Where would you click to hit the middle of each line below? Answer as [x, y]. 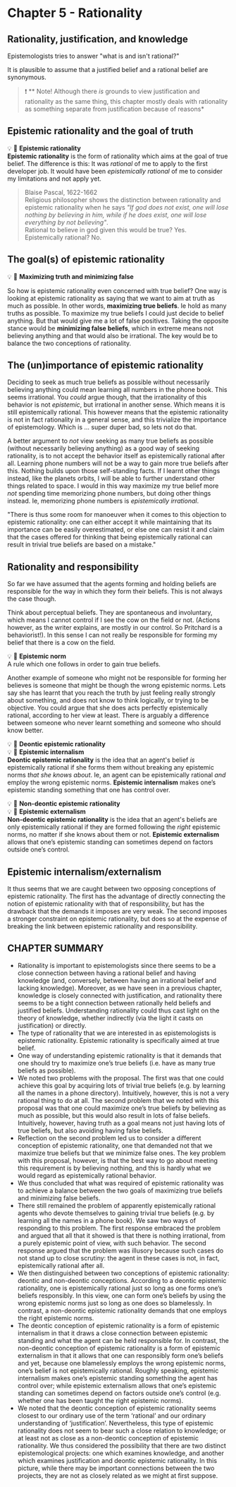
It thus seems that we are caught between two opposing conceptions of [112, 889]
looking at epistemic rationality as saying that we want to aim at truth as [111, 298]
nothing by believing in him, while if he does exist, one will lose [116, 215]
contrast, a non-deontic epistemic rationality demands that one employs [122, 1310]
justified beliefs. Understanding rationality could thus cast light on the [118, 1010]
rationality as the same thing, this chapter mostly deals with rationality [126, 101]
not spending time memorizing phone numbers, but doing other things [109, 494]
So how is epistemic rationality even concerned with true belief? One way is [117, 290]
